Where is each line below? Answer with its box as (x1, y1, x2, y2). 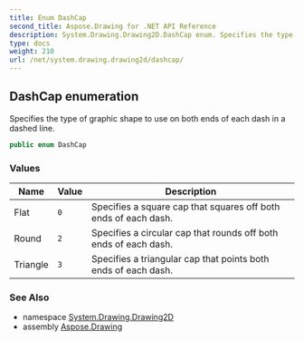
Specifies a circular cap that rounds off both (91, 226, 279, 239)
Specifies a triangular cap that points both (91, 252, 270, 265)
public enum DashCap (9, 140, 88, 150)
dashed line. (9, 122, 56, 133)
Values (9, 161, 41, 174)
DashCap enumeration (9, 89, 139, 104)
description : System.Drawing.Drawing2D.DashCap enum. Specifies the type (9, 30, 294, 39)
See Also (9, 291, 50, 304)
